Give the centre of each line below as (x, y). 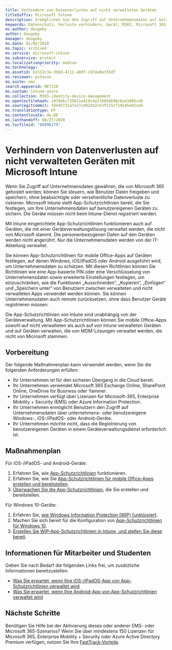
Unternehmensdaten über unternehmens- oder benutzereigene (80, 413)
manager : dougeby (24, 39)
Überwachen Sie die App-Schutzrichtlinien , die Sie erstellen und (80, 490)
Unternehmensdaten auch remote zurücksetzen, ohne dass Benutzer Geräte (86, 299)
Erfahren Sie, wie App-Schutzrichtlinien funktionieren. (70, 473)
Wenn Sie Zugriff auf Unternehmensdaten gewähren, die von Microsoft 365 (85, 186)
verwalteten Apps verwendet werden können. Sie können (66, 293)
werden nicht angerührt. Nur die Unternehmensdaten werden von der (79, 240)
